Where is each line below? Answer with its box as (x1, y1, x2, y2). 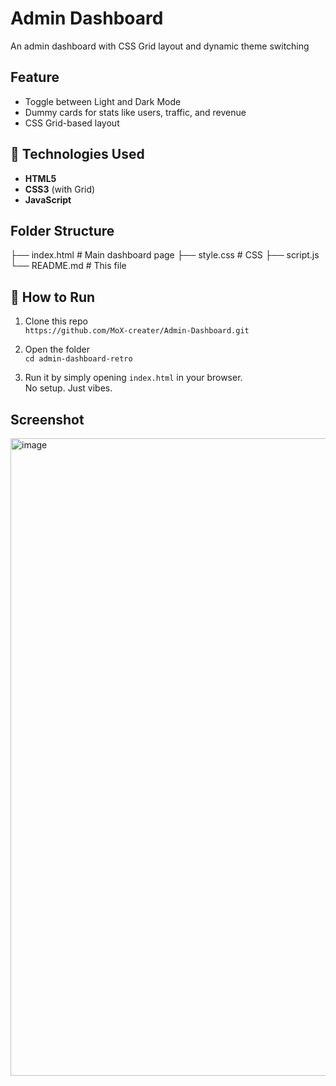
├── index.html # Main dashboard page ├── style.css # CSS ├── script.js (10, 249, 320, 261)
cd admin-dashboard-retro (24, 354, 133, 364)
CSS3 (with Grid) (24, 183, 96, 195)
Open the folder (24, 343, 90, 356)
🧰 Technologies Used (10, 146, 145, 163)
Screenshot (10, 411, 85, 428)
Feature (10, 69, 60, 86)
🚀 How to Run (10, 288, 96, 306)
